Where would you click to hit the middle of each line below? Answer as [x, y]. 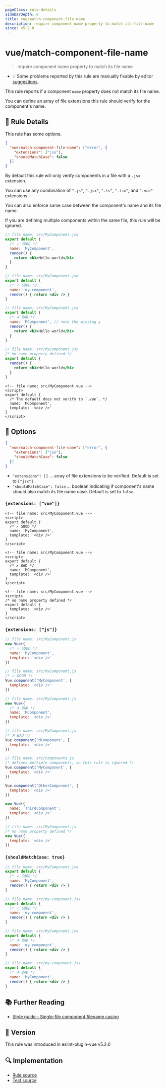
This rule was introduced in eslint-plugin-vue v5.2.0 [58, 1044]
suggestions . [26, 82]
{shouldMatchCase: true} [35, 857]
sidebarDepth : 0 [22, 14]
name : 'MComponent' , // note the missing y [55, 322]
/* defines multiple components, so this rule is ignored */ [70, 763]
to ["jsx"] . [23, 481]
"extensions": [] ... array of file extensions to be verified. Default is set [85, 475]
